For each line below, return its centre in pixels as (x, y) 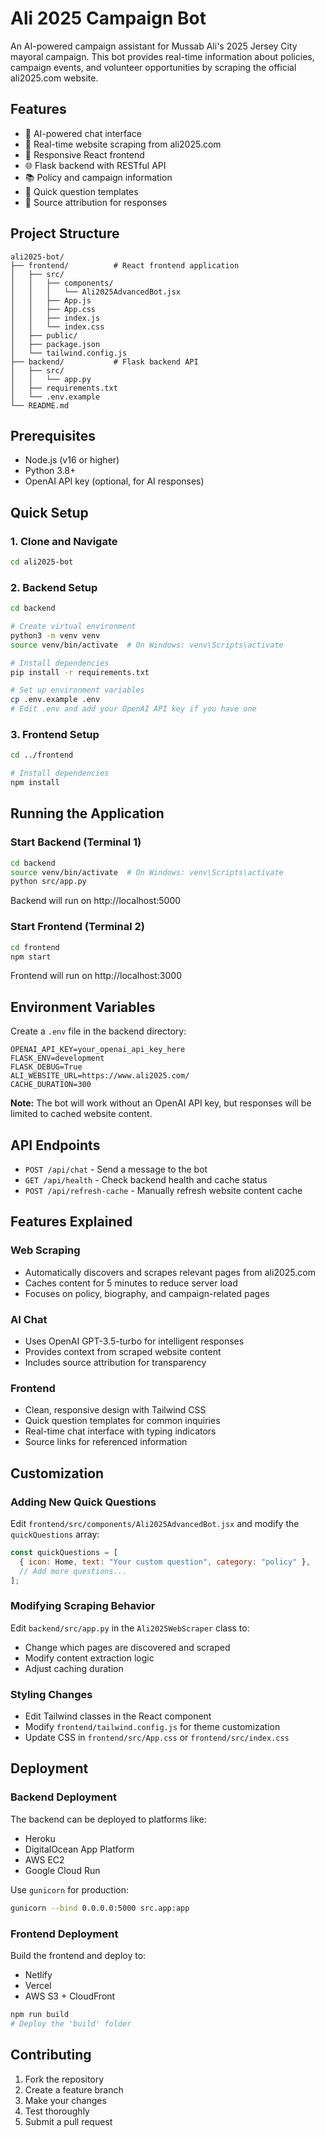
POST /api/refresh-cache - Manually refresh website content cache (163, 1191)
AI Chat (29, 1319)
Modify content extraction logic (89, 1658)
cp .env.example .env (55, 700)
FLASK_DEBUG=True (46, 1067)
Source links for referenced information (106, 1442)
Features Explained (71, 1222)
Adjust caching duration (74, 1668)
